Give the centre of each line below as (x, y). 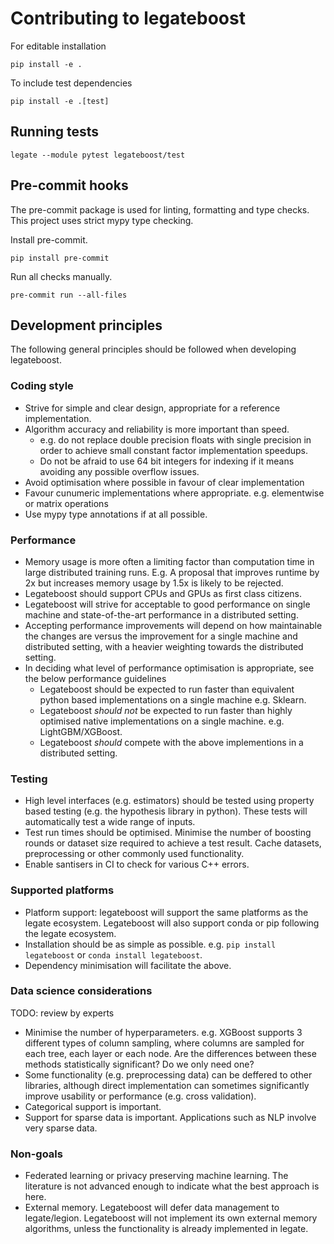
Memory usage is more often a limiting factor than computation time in (169, 561)
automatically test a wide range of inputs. (110, 822)
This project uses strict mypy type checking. (102, 220)
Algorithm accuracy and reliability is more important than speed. (157, 429)
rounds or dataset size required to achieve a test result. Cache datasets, (173, 843)
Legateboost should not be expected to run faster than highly (166, 710)
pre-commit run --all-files (69, 295)
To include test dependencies (71, 83)
